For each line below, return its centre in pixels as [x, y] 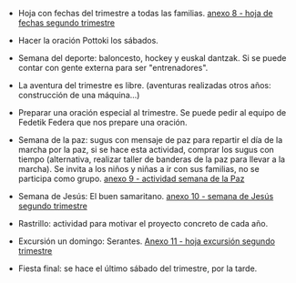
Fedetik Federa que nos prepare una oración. [103, 122]
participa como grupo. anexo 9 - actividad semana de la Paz [131, 178]
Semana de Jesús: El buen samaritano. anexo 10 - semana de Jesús [146, 196]
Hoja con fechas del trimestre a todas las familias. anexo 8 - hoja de [145, 13]
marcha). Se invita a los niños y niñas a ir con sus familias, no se [138, 169]
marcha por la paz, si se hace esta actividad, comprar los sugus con [146, 150]
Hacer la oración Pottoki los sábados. [88, 40]
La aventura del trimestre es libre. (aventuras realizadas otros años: [144, 85]
